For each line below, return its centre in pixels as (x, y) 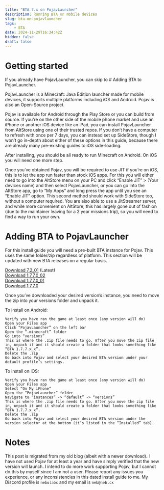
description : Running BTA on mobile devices (51, 14)
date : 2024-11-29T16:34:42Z (34, 32)
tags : (11, 23)
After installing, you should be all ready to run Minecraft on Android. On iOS (81, 155)
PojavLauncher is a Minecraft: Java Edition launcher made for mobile (74, 94)
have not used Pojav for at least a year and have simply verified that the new (82, 461)
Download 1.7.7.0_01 (25, 280)
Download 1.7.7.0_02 (25, 275)
